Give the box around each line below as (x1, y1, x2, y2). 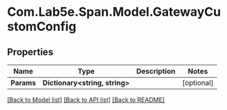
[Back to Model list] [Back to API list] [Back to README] (7, 96, 165, 104)
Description (136, 67, 175, 76)
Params (10, 78, 36, 87)
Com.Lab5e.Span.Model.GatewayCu (7, 4, 221, 20)
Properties (7, 46, 54, 58)
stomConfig (7, 19, 77, 34)
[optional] (182, 78, 214, 87)
